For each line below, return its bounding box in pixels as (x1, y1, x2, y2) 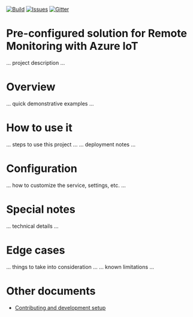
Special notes (6, 203, 76, 216)
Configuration (6, 162, 78, 175)
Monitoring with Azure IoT (6, 40, 139, 53)
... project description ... (6, 59, 65, 66)
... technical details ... (6, 222, 59, 230)
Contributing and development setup (14, 304, 106, 311)
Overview (6, 80, 56, 94)
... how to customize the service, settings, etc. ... (6, 182, 126, 189)
